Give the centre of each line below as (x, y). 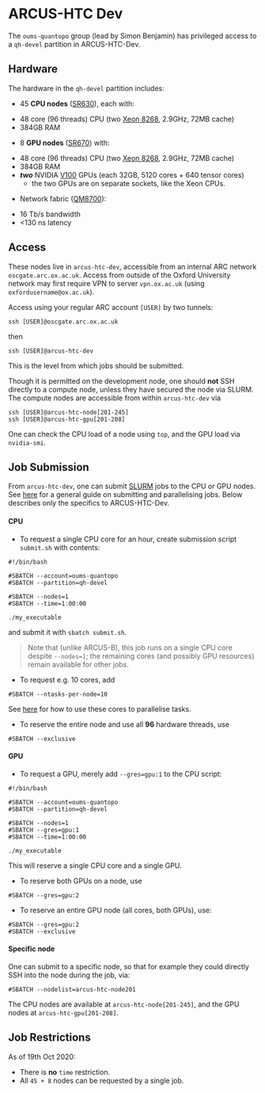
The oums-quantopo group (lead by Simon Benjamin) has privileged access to (132, 36)
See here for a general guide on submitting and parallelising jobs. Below (125, 495)
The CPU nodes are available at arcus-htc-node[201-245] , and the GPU (124, 1004)
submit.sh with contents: (60, 547)
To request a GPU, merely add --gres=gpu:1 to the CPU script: (121, 774)
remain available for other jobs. (78, 664)
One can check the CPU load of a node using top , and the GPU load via (124, 434)
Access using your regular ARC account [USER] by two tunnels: (111, 307)
